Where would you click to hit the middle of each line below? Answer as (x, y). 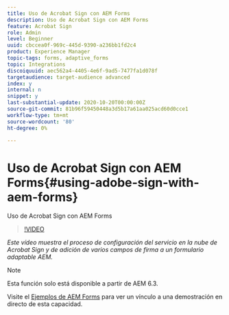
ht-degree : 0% (27, 128)
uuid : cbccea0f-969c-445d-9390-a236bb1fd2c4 (72, 45)
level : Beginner (30, 39)
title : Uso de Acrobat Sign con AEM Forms (69, 13)
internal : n (24, 90)
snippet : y (23, 97)
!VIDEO (34, 229)
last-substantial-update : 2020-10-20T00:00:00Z (76, 103)
